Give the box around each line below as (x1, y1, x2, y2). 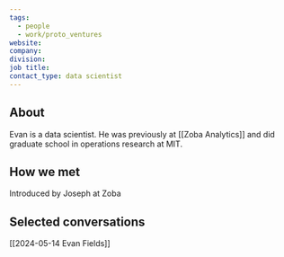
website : (9, 38, 42, 48)
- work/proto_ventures (17, 30, 102, 39)
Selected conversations (9, 214, 146, 229)
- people (17, 22, 50, 31)
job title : (9, 64, 50, 73)
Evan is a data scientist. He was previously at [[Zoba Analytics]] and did (9, 128, 276, 139)
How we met (9, 164, 81, 180)
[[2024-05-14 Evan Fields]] (9, 238, 111, 249)
